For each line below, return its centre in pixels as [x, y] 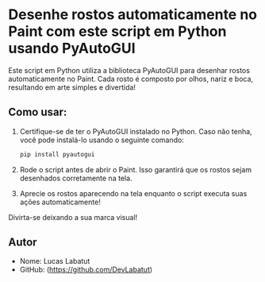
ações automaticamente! [60, 202]
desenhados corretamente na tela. [76, 178]
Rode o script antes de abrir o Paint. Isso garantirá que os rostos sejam [136, 169]
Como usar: [38, 112]
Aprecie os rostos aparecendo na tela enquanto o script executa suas [133, 193]
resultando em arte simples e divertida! [72, 87]
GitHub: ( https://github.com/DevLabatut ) [86, 270]
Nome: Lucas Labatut [55, 261]
